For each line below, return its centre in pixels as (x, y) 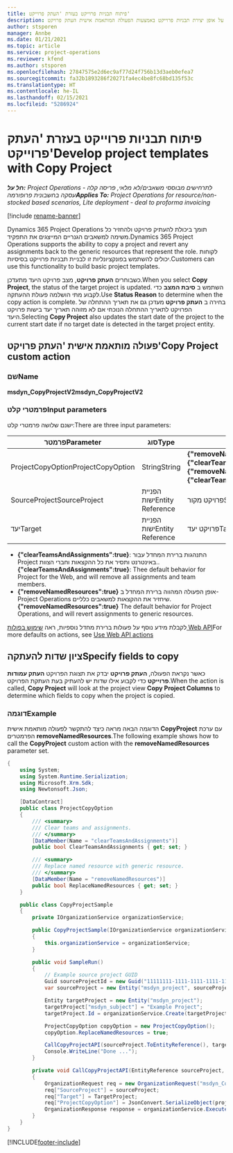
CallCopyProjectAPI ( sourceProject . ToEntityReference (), (127, 1045)
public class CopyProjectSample (66, 905)
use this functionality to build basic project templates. (84, 266)
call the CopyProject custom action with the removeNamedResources (109, 743)
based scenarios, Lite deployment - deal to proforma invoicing (121, 202)
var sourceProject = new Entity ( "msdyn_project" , (117, 988)
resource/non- (196, 195)
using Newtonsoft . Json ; (54, 789)
